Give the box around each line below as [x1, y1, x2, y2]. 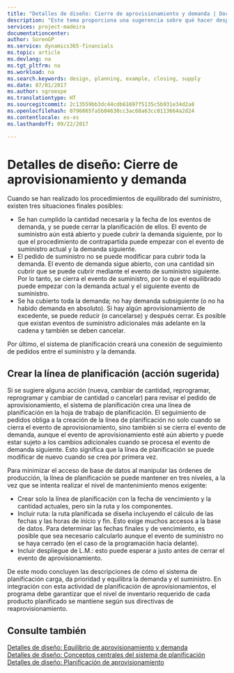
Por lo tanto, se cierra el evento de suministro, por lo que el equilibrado [17, 275, 221, 283]
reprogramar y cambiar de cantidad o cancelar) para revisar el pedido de [7, 393, 217, 402]
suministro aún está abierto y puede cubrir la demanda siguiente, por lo [17, 230, 223, 239]
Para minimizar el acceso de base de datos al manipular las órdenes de [7, 467, 212, 475]
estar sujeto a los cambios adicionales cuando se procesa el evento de [7, 438, 210, 446]
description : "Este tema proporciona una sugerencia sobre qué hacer [7, 17, 214, 24]
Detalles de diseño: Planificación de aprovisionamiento [7, 658, 165, 667]
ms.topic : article [7, 50, 61, 56]
